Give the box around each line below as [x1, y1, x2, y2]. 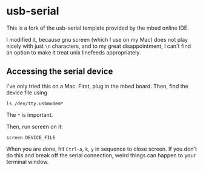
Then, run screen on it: [6, 123, 64, 130]
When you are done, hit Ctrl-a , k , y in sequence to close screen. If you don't [6, 145, 198, 152]
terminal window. [6, 158, 49, 165]
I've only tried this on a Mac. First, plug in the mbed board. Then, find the [6, 82, 189, 90]
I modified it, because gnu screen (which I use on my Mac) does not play [6, 36, 188, 43]
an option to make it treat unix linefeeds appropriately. [6, 48, 141, 56]
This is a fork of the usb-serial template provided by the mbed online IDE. [6, 24, 189, 31]
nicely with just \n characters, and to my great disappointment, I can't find [6, 42, 191, 50]
